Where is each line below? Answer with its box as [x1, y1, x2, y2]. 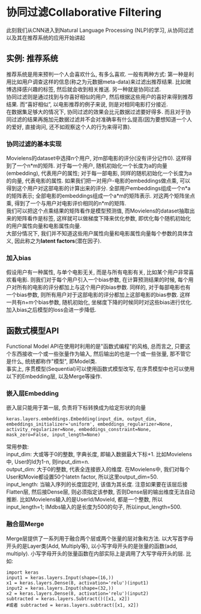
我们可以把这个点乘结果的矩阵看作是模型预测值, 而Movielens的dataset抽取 [6, 207, 190, 214]
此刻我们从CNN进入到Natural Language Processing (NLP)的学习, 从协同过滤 [6, 26, 194, 34]
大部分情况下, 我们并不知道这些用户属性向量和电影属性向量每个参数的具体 [6, 230, 188, 237]
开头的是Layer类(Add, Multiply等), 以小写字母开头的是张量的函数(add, [6, 542, 178, 550]
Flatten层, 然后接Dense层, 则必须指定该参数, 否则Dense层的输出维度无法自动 [6, 488, 196, 495]
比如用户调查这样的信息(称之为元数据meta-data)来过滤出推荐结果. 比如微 [11, 78, 191, 85]
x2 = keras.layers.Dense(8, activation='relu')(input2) [6, 591, 149, 597]
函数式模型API [6, 326, 59, 336]
